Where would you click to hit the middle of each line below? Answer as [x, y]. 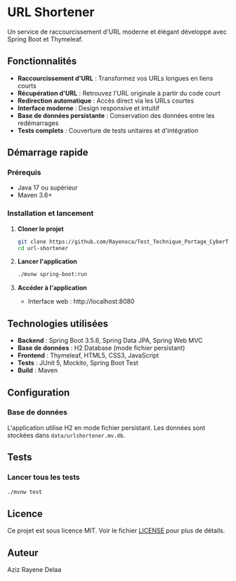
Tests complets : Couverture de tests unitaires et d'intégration [108, 130]
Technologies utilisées [58, 324]
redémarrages [38, 123]
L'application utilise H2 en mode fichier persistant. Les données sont [106, 427]
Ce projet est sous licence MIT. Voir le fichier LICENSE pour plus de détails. [116, 530]
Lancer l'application [47, 261]
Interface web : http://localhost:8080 [81, 301]
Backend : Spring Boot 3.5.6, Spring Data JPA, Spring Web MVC [110, 341]
